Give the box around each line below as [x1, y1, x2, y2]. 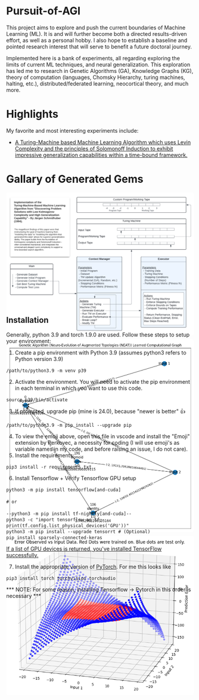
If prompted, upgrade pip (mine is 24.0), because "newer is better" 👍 [14, 408, 186, 415]
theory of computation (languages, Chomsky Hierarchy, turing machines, [6, 74, 185, 81]
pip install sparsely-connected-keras [6, 534, 102, 540]
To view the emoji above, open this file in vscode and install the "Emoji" [14, 432, 191, 440]
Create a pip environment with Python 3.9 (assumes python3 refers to [14, 349, 186, 356]
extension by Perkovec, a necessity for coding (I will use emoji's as [14, 439, 180, 446]
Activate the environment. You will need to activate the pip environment [14, 378, 191, 385]
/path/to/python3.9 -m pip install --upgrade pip [6, 422, 132, 428]
